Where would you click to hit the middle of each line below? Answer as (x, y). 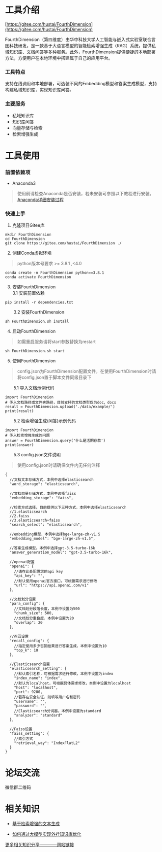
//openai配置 (22, 562)
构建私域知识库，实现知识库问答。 (40, 90)
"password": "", (31, 706)
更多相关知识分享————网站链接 (40, 845)
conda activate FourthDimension (38, 277)
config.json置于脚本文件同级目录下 (56, 377)
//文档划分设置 (23, 599)
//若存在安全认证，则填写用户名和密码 (47, 697)
